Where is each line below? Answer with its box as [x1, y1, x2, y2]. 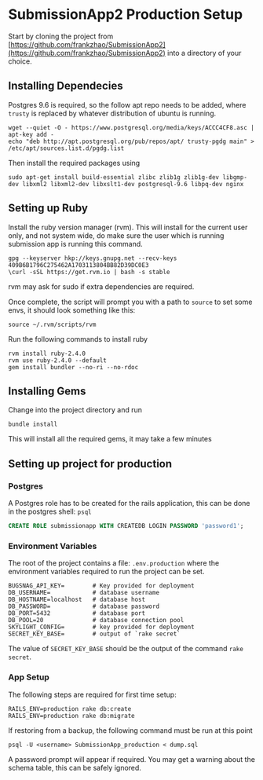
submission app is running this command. [8, 239, 143, 248]
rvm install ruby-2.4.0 [8, 350, 86, 357]
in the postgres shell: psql [8, 507, 92, 516]
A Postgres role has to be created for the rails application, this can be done [8, 499, 250, 508]
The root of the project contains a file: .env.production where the [8, 558, 220, 568]
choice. [8, 57, 33, 66]
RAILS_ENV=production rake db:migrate [8, 712, 135, 720]
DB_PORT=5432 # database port [8, 610, 146, 617]
